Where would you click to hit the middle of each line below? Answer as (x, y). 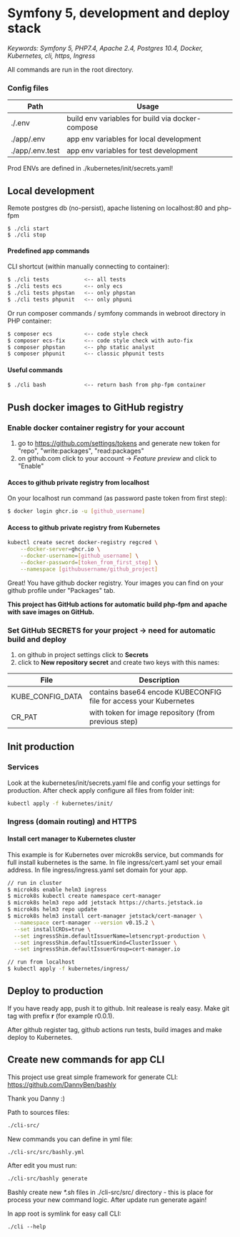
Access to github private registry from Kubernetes (84, 527)
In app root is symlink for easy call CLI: (64, 1214)
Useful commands (35, 370)
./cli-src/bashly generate (47, 1179)
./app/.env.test (35, 151)
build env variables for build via (119, 119)
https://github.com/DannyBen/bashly (62, 1084)
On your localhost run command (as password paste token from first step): (117, 499)
